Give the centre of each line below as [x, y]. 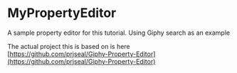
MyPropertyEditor [62, 13]
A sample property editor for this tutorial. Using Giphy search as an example [118, 33]
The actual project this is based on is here [69, 46]
